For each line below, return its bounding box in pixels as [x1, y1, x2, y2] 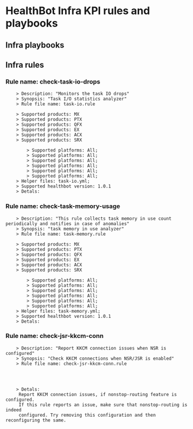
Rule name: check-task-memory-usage [5, 202, 121, 210]
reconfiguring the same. [5, 417, 66, 423]
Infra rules [5, 60, 45, 70]
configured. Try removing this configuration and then [18, 412, 157, 418]
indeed [5, 407, 22, 413]
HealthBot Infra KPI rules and [5, 4, 151, 18]
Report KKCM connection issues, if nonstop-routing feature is [18, 391, 177, 397]
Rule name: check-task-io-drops [5, 78, 101, 86]
